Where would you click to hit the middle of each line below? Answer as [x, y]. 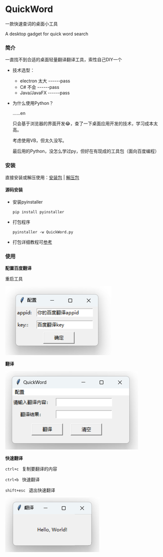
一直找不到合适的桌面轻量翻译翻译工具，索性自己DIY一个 [64, 60]
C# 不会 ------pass [39, 87]
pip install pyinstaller [38, 212]
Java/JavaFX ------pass [45, 93]
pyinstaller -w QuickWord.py [43, 232]
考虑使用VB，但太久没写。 [39, 141]
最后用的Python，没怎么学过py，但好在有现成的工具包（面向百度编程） [86, 151]
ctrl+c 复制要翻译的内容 [31, 469]
